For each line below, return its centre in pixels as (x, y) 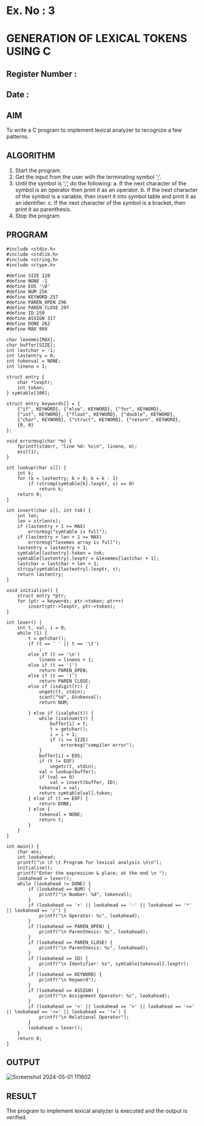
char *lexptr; (35, 382)
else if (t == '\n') (54, 654)
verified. (17, 1117)
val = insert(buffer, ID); (84, 782)
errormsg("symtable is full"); (68, 532)
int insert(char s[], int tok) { (49, 510)
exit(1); (28, 452)
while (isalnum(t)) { (66, 718)
